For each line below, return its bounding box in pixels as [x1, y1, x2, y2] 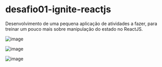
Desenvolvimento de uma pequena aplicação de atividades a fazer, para [5, 20, 157, 27]
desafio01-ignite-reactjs [5, 4, 111, 15]
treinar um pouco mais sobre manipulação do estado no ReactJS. [5, 26, 143, 32]
